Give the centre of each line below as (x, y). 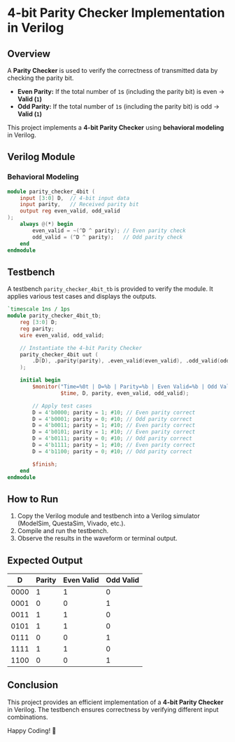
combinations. (28, 717)
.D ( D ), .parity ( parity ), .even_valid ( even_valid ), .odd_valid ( (126, 361)
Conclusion (33, 685)
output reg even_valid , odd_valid (70, 211)
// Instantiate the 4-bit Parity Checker (81, 348)
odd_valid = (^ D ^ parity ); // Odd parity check (108, 237)
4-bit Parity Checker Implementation (116, 13)
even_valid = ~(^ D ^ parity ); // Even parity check (109, 230)
